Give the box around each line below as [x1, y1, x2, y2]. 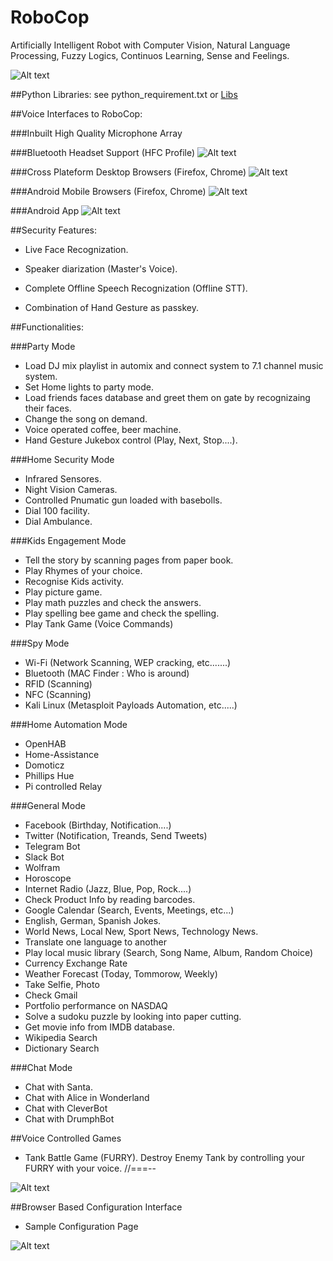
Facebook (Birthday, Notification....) [24, 819, 172, 831]
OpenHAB [24, 737, 67, 750]
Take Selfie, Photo [24, 978, 100, 990]
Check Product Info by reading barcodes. [24, 893, 196, 905]
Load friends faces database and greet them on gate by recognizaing [24, 391, 311, 403]
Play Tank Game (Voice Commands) [24, 617, 174, 630]
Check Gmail [24, 989, 78, 1001]
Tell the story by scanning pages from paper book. [24, 554, 234, 566]
